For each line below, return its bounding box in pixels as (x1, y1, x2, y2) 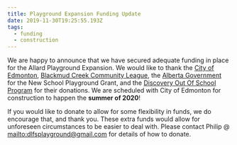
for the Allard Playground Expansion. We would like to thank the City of (7, 64, 214, 72)
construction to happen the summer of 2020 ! (7, 93, 140, 103)
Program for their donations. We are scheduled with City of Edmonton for (7, 86, 221, 95)
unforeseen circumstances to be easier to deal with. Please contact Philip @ (7, 122, 230, 131)
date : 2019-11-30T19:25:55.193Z (7, 17, 103, 24)
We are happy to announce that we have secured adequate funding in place (7, 56, 229, 64)
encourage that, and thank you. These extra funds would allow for (7, 115, 201, 124)
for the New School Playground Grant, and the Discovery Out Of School (7, 79, 216, 87)
